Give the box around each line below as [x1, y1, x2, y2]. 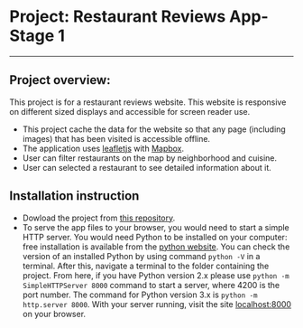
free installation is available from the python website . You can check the [22, 241, 290, 252]
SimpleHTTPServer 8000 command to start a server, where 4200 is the [22, 279, 280, 290]
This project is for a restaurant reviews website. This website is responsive [9, 97, 287, 108]
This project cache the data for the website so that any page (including [22, 124, 286, 135]
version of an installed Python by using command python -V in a [22, 250, 261, 261]
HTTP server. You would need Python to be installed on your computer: [22, 231, 288, 242]
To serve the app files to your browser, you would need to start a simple [22, 221, 290, 232]
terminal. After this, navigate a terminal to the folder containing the [22, 260, 270, 271]
